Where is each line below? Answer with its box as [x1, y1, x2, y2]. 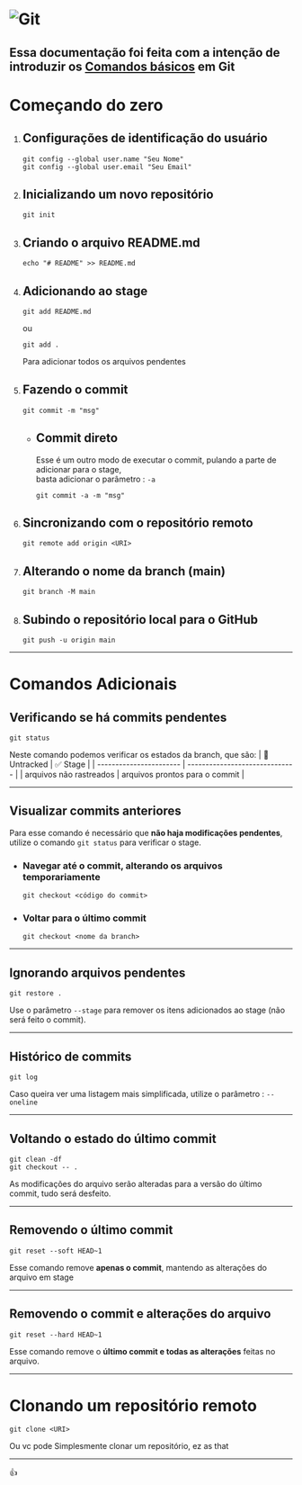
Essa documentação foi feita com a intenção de [9, 45, 280, 60]
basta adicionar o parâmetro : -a [35, 473, 155, 484]
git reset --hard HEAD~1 [9, 1330, 102, 1339]
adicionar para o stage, [35, 463, 122, 474]
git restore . [9, 989, 63, 998]
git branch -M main [22, 588, 96, 597]
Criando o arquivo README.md [22, 235, 200, 250]
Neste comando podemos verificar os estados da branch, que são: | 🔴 [9, 750, 270, 760]
